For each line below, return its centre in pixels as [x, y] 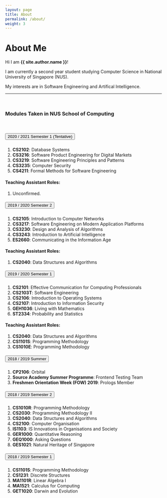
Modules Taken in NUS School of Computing [60, 114]
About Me [26, 48]
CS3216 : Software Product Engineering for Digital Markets [72, 155]
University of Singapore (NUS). [37, 77]
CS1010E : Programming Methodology [51, 347]
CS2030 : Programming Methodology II [52, 413]
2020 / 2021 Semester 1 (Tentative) [40, 137]
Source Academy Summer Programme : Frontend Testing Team [78, 377]
